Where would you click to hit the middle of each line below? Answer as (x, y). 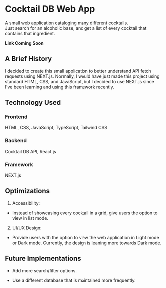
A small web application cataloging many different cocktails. (67, 23)
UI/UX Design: (27, 228)
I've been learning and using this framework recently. (60, 87)
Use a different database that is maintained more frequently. (74, 280)
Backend (16, 141)
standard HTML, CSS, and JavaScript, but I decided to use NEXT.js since (80, 81)
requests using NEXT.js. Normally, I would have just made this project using (83, 76)
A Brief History (29, 59)
